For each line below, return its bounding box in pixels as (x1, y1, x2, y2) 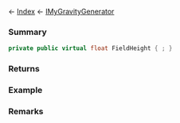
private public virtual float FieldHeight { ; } (8, 44, 173, 52)
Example (8, 85, 43, 96)
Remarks (8, 106, 44, 117)
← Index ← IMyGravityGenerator (8, 7, 115, 16)
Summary (8, 26, 48, 37)
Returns (8, 63, 40, 75)
